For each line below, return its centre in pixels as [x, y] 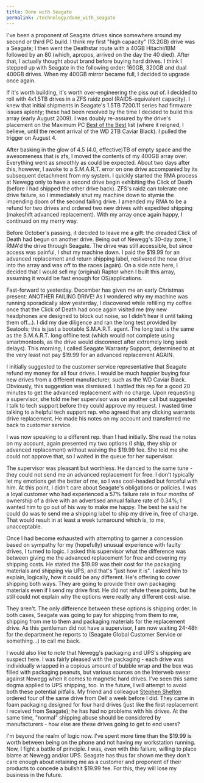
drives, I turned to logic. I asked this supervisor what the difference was [96, 551]
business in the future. [34, 774]
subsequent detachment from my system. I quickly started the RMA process [102, 175]
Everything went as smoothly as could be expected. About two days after [98, 162]
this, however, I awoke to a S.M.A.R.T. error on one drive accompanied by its [102, 169]
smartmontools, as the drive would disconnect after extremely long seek [97, 342]
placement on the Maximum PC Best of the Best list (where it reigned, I [95, 124]
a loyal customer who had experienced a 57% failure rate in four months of [100, 494]
